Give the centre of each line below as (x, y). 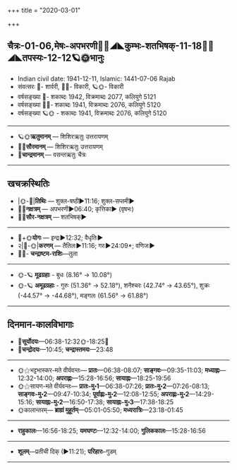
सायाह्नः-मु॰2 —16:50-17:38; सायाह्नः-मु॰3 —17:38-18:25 (105, 402)
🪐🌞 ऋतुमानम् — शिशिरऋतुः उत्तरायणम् (63, 136)
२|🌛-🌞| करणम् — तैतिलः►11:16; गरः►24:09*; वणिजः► (86, 245)
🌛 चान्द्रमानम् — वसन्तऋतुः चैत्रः (52, 154)
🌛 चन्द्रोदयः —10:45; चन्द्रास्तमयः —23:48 (65, 350)
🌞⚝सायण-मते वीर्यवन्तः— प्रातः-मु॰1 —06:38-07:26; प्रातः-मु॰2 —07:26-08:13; (114, 386)
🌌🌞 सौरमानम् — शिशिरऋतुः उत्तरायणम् (60, 146)
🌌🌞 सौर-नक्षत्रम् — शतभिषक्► (52, 217)
